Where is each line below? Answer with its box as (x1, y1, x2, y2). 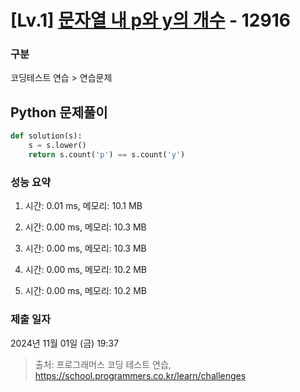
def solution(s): (10, 131, 83, 141)
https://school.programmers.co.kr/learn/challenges (34, 369, 247, 381)
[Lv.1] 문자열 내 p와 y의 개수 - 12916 (10, 9, 291, 32)
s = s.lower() (28, 141, 87, 151)
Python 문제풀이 (10, 104, 108, 121)
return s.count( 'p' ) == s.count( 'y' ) (28, 150, 186, 160)
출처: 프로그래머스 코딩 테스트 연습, (34, 358, 172, 370)
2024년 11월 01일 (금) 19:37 (10, 337, 120, 349)
